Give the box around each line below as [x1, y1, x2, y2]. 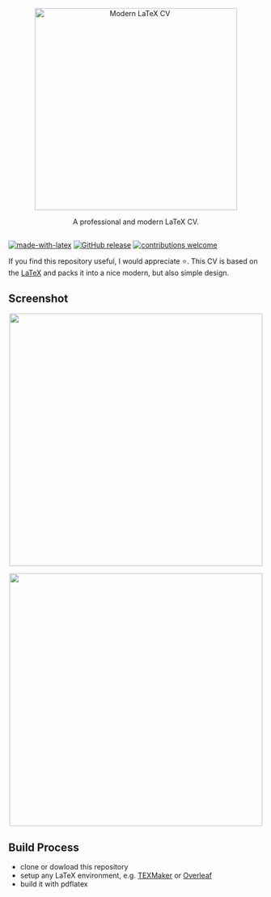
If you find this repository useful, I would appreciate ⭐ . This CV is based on [8, 256, 258, 266]
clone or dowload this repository [19, 862, 129, 872]
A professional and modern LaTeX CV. [72, 217, 200, 226]
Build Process [8, 840, 79, 854]
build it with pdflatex [19, 879, 89, 889]
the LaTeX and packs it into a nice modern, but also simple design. [8, 268, 230, 278]
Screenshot [8, 291, 69, 305]
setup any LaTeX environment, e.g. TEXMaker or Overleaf [19, 870, 213, 881]
